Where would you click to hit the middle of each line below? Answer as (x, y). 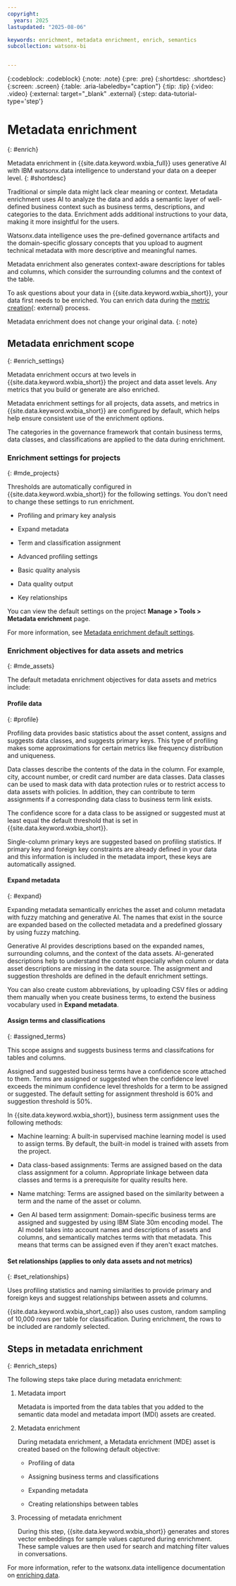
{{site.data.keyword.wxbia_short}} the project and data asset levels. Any (112, 381)
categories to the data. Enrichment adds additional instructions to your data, (118, 214)
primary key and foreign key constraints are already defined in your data (112, 849)
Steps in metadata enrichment (75, 1349)
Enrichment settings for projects (64, 458)
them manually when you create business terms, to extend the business (112, 997)
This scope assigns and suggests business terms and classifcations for (111, 1051)
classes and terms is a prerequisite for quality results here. (103, 1180)
